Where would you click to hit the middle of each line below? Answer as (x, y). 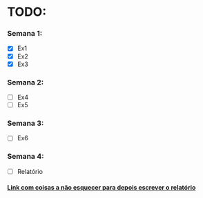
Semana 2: (26, 82)
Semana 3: (26, 123)
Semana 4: (26, 157)
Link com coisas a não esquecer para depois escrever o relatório (101, 188)
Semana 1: (25, 34)
